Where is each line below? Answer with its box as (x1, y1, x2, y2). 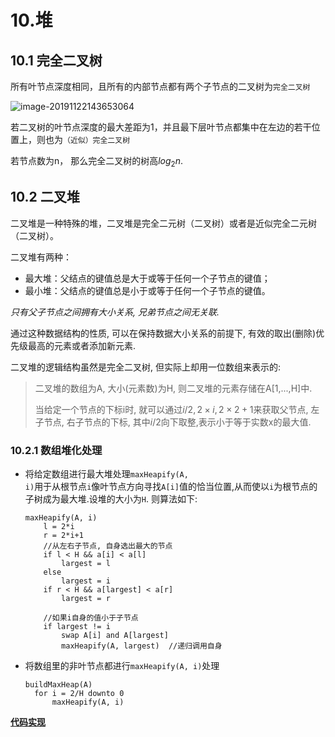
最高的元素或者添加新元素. (27, 339, 137, 351)
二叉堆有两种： (10, 251, 72, 263)
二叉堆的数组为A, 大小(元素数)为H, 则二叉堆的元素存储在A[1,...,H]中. (34, 382, 313, 394)
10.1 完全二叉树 (10, 52, 103, 69)
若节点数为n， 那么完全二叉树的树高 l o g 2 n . (10, 155, 184, 169)
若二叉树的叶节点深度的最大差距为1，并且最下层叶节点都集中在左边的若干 (10, 121, 312, 133)
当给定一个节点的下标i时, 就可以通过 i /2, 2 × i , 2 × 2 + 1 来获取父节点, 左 (34, 403, 320, 415)
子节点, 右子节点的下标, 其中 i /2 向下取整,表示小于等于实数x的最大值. (34, 416, 312, 428)
